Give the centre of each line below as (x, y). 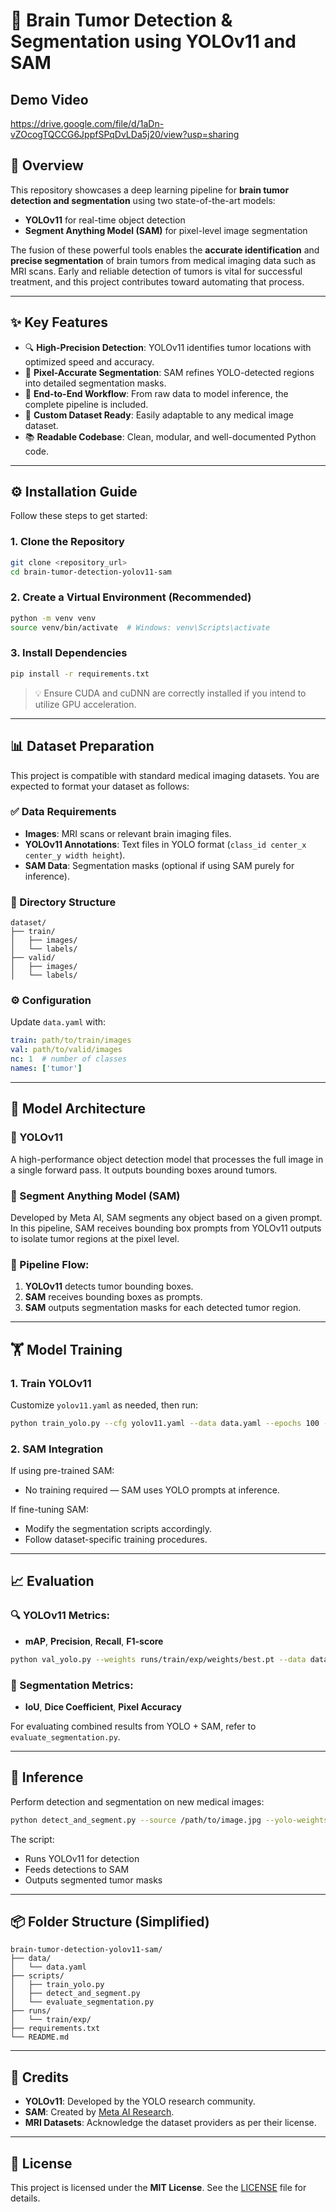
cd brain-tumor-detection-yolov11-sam (91, 572)
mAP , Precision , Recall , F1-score (94, 1641)
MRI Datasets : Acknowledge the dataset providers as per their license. (170, 2123)
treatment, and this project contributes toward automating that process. (157, 281)
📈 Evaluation (52, 1581)
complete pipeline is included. (86, 404)
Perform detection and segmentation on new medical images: (137, 1801)
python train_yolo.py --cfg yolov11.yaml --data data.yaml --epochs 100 (165, 1423)
